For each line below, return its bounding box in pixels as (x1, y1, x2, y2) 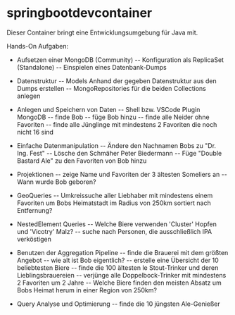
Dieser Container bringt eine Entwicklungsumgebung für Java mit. (6, 28, 198, 37)
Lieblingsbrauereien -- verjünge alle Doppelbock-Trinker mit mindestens (16, 271, 227, 279)
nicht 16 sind (16, 128, 54, 136)
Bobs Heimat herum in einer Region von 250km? (16, 285, 158, 294)
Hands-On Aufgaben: (6, 42, 69, 50)
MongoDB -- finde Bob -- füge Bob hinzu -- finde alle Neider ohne (16, 113, 210, 121)
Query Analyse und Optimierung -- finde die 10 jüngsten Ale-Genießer (16, 299, 221, 308)
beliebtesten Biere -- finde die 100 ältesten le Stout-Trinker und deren (16, 263, 219, 272)
